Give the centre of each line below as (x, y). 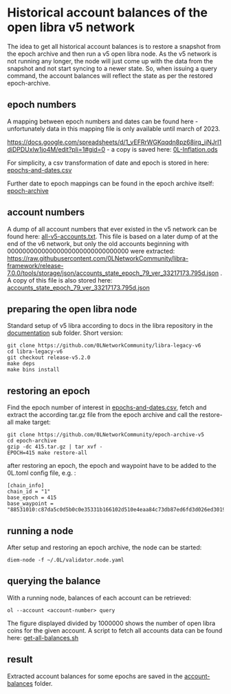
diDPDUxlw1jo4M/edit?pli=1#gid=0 (56, 149)
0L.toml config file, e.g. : (42, 473)
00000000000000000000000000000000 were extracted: (91, 251)
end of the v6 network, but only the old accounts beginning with (98, 243)
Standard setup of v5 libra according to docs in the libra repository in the (110, 326)
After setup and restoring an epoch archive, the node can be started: (104, 547)
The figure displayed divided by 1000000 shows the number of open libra (111, 623)
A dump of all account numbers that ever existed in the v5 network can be (112, 229)
